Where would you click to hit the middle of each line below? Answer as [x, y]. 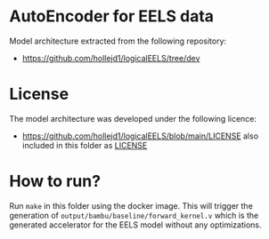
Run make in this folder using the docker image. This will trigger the [131, 205]
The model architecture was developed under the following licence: [133, 118]
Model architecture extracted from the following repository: [118, 41]
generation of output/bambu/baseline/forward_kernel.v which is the [134, 215]
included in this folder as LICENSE [85, 145]
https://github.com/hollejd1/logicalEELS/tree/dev [111, 58]
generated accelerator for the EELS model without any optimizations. [135, 225]
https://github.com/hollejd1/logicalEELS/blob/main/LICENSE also [140, 136]
